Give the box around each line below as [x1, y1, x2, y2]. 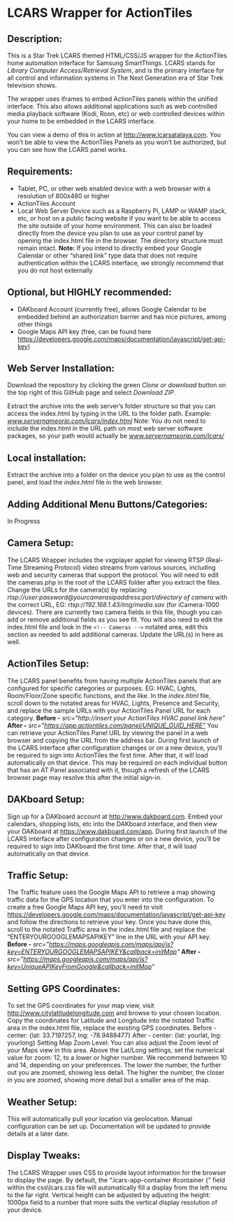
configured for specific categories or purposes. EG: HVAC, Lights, [7, 684, 197, 692]
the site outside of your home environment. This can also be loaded [17, 221, 212, 230]
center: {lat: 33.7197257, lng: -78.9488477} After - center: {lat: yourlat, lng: [7, 1031, 222, 1040]
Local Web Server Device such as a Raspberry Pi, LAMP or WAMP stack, [17, 207, 227, 215]
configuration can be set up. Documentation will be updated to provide [7, 1122, 211, 1130]
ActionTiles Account [17, 199, 75, 207]
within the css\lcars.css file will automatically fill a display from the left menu [7, 1183, 227, 1192]
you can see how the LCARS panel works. [7, 146, 128, 153]
